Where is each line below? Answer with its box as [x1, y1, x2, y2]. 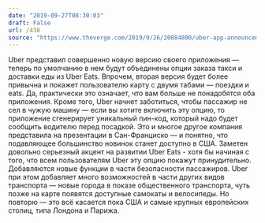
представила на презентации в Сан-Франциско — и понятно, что [8, 131, 229, 140]
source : [8, 33, 34, 42]
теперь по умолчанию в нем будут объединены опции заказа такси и [8, 64, 243, 73]
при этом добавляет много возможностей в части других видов [8, 173, 225, 182]
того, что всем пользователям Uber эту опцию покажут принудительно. [8, 155, 252, 165]
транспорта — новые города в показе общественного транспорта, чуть [8, 180, 251, 190]
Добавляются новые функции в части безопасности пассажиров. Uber [8, 164, 248, 173]
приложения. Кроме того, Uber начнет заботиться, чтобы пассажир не [8, 97, 248, 106]
